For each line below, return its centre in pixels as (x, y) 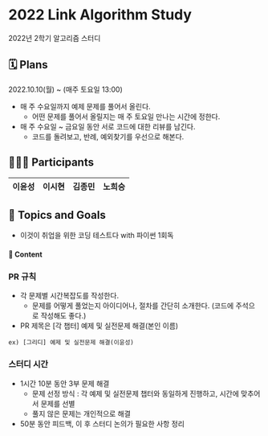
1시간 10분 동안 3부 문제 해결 (65, 383)
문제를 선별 (58, 403)
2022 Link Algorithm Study (100, 15)
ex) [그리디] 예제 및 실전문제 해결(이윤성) (71, 343)
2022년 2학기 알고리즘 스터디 (55, 38)
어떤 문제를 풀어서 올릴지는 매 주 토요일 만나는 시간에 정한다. (126, 116)
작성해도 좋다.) (63, 316)
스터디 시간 (28, 364)
